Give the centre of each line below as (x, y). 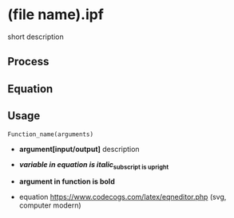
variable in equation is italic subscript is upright (94, 165)
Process (28, 62)
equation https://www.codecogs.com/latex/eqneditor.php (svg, (123, 197)
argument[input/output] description (79, 149)
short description (36, 37)
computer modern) (50, 205)
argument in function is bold (67, 181)
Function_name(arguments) (50, 134)
